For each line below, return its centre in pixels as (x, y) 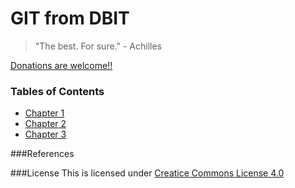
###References (42, 154)
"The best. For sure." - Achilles (98, 46)
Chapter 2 (45, 124)
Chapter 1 (44, 113)
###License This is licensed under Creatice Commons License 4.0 (147, 173)
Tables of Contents (57, 91)
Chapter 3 (45, 134)
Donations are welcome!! (61, 65)
